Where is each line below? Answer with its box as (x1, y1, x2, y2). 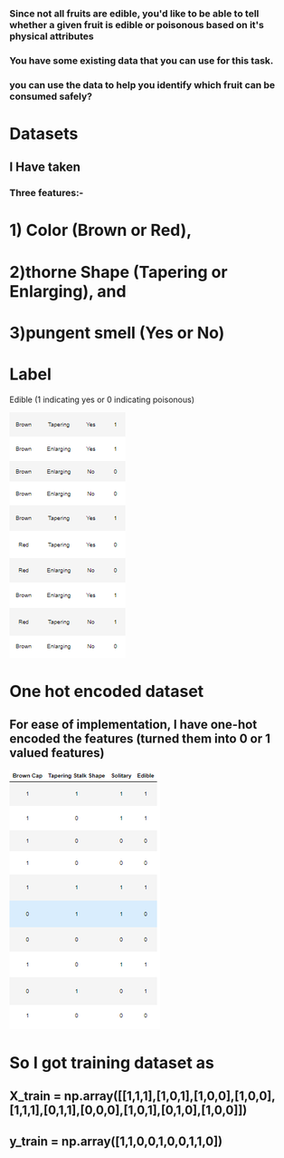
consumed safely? (9, 90, 93, 103)
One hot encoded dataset (9, 681, 204, 702)
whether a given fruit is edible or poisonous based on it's (9, 18, 264, 31)
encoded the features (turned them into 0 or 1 (9, 731, 271, 747)
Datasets (9, 123, 79, 143)
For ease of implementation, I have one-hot (9, 717, 258, 732)
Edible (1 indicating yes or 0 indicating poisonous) (9, 394, 194, 405)
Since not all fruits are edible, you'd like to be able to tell (9, 7, 260, 20)
